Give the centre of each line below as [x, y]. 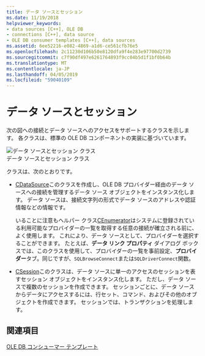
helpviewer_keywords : [34, 23]
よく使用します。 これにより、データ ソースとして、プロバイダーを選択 [104, 236]
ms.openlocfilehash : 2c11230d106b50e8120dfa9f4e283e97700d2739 [89, 52]
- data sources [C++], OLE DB [45, 29]
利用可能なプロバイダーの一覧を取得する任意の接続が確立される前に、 [109, 228]
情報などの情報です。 [42, 208]
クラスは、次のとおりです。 [41, 172]
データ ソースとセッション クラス [48, 159]
